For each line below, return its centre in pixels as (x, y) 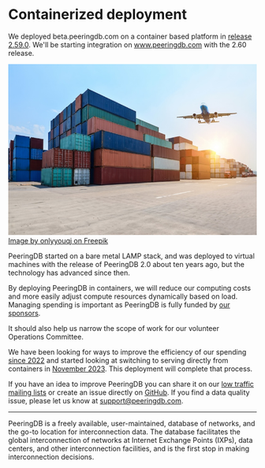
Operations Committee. (46, 337)
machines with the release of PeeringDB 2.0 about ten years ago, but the (126, 265)
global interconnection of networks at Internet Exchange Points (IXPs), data (131, 440)
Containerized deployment (98, 15)
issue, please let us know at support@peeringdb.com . (96, 401)
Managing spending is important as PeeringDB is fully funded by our (119, 305)
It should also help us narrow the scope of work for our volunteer (114, 329)
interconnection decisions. (51, 457)
